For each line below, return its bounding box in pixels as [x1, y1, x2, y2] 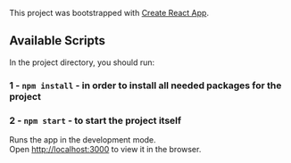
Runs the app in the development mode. [9, 134, 156, 145]
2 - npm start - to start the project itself [9, 114, 182, 126]
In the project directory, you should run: [9, 57, 155, 68]
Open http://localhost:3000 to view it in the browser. [9, 144, 202, 155]
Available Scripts [9, 33, 105, 48]
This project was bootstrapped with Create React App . [9, 8, 210, 18]
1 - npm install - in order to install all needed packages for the [9, 79, 282, 92]
